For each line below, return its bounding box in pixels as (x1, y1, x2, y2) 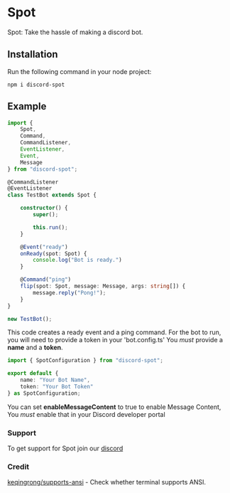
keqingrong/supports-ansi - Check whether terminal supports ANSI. (7, 478, 206, 487)
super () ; (33, 211, 59, 218)
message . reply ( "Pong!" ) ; (33, 289, 106, 296)
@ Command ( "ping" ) (20, 276, 72, 283)
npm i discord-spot (7, 81, 65, 88)
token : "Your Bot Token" (20, 383, 94, 391)
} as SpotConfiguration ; (7, 389, 81, 397)
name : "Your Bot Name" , (20, 376, 91, 384)
